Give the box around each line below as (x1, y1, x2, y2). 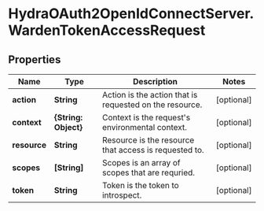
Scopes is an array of (101, 157, 181, 168)
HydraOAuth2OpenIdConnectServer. (8, 5, 255, 23)
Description (133, 76, 178, 87)
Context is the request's (101, 112, 191, 123)
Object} (53, 122, 83, 132)
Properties (8, 53, 61, 66)
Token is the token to (101, 180, 179, 191)
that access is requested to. (101, 145, 204, 155)
